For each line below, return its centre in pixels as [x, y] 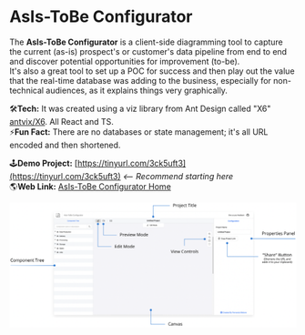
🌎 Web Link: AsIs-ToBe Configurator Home [90, 186]
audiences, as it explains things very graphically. [136, 90]
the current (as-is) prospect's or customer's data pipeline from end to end [148, 51]
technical [26, 90]
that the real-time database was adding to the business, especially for [140, 80]
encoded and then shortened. [65, 145]
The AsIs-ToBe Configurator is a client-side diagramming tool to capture [147, 42]
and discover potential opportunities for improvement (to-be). [125, 61]
